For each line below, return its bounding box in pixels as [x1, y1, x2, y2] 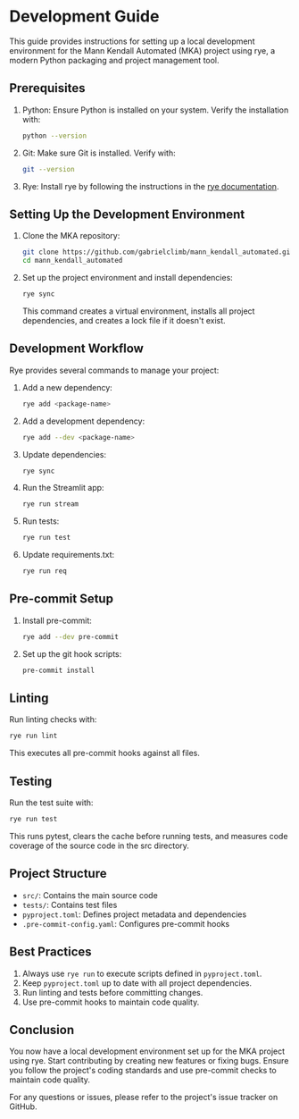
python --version [21, 131, 87, 140]
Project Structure [9, 866, 107, 881]
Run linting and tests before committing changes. [21, 987, 203, 997]
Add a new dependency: [21, 382, 113, 392]
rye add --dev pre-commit [21, 632, 119, 641]
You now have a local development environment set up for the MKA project [9, 1046, 286, 1056]
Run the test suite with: [9, 797, 94, 808]
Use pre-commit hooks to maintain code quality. [21, 997, 200, 1007]
